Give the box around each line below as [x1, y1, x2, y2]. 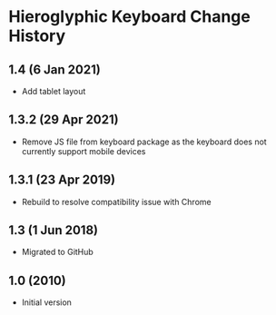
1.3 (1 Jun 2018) [8, 222, 99, 238]
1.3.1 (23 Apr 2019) [8, 172, 115, 188]
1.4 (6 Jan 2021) [8, 62, 101, 77]
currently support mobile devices [21, 145, 146, 156]
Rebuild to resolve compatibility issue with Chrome [21, 196, 212, 207]
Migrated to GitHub [21, 247, 94, 258]
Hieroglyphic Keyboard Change [8, 6, 251, 27]
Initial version [21, 297, 72, 308]
